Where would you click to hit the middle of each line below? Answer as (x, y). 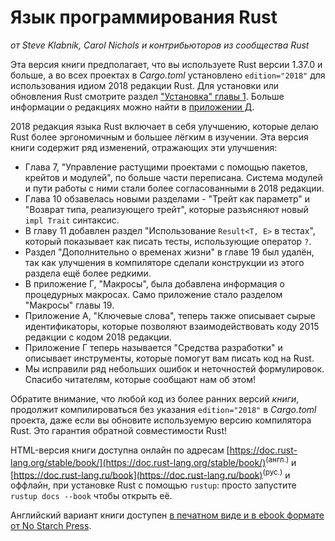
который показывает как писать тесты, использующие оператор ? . (168, 241)
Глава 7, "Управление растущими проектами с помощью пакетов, (166, 167)
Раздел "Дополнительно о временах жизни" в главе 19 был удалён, (169, 252)
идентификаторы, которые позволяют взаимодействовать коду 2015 (172, 326)
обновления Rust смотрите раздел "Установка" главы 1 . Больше (147, 96)
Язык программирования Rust (144, 17)
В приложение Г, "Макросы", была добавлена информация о (154, 283)
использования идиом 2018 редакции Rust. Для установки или (144, 85)
